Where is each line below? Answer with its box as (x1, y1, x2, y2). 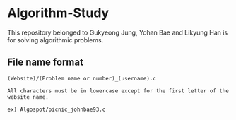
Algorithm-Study (7, 5, 110, 21)
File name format (7, 56, 83, 68)
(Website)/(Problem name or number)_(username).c (7, 75, 157, 82)
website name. (7, 93, 49, 100)
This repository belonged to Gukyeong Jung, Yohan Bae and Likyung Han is (7, 28, 228, 37)
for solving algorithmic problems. (7, 35, 104, 44)
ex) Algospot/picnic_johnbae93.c (7, 106, 106, 113)
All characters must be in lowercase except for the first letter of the (7, 87, 230, 95)
